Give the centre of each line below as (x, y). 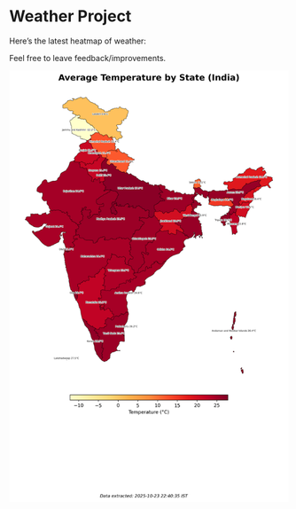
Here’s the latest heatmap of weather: (78, 41)
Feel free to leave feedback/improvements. (88, 58)
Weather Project (70, 16)
